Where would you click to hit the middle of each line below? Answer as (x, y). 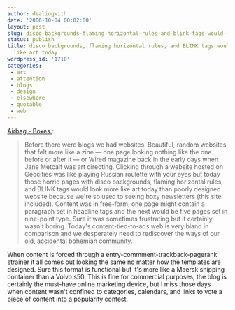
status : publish (31, 40)
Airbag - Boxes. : (31, 131)
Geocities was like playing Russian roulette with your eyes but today (122, 174)
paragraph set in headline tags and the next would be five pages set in (126, 211)
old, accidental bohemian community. (78, 241)
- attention (28, 79)
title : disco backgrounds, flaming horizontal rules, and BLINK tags (111, 46)
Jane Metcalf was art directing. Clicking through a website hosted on (124, 167)
